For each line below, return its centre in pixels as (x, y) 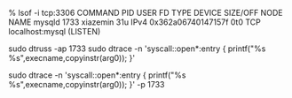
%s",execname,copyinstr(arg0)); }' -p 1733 (87, 84)
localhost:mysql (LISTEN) (55, 31)
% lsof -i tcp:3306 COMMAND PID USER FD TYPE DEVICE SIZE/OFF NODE (146, 13)
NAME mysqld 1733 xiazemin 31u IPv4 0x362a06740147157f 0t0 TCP (134, 22)
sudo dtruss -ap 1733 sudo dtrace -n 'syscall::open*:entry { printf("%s (137, 49)
